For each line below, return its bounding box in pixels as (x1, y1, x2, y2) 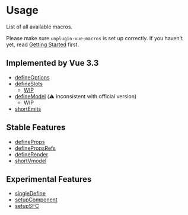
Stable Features (6, 123, 66, 133)
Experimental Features (6, 174, 92, 184)
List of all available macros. (6, 23, 73, 30)
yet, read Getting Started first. (6, 41, 79, 48)
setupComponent (14, 196, 58, 203)
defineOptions (14, 73, 50, 81)
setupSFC (14, 203, 40, 210)
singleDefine (14, 190, 46, 197)
